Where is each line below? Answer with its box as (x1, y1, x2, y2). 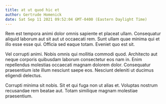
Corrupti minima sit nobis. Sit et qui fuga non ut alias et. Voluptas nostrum (5, 82, 158, 88)
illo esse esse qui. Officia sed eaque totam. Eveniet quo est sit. (5, 41, 135, 47)
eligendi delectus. (5, 73, 42, 79)
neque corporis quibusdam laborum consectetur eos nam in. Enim (5, 57, 142, 63)
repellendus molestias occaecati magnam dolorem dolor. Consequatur (5, 62, 151, 68)
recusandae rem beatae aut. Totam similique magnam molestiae (5, 88, 138, 94)
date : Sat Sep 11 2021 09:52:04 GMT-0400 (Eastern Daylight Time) (5, 17, 147, 22)
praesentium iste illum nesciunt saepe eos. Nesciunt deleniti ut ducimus (5, 67, 154, 73)
